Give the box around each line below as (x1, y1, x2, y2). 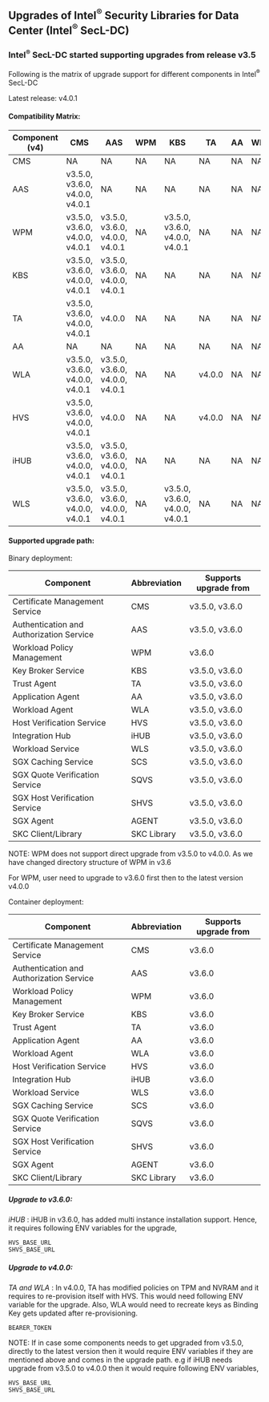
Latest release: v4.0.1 (8, 93, 78, 103)
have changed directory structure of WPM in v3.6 (8, 858, 172, 867)
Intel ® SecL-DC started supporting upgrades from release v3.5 (8, 48, 256, 61)
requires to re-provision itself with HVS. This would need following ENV (8, 1291, 243, 1301)
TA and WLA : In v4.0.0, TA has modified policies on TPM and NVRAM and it (8, 1283, 259, 1293)
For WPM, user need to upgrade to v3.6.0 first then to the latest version (8, 873, 244, 883)
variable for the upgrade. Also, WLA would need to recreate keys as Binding (8, 1300, 259, 1310)
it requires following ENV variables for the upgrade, (8, 1223, 178, 1233)
